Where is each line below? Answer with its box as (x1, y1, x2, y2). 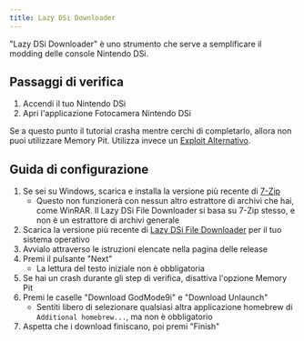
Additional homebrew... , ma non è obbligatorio (35, 311, 213, 323)
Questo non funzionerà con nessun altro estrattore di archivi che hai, (35, 196, 294, 206)
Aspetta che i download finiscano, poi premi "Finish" (22, 321, 220, 332)
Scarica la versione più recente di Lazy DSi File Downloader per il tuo (22, 225, 282, 236)
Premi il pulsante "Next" (22, 254, 113, 265)
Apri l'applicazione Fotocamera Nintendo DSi (22, 108, 191, 119)
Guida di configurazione (9, 161, 149, 177)
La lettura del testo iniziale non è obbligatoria (35, 263, 205, 274)
